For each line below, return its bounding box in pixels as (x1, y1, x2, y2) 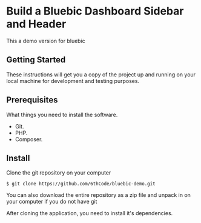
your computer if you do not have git (6, 198, 97, 205)
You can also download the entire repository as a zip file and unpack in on (6, 191, 191, 199)
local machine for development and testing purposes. (6, 77, 140, 84)
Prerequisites (6, 95, 58, 105)
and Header (6, 17, 67, 31)
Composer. (15, 135, 43, 143)
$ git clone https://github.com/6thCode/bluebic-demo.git (6, 181, 156, 187)
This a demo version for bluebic (6, 37, 86, 44)
